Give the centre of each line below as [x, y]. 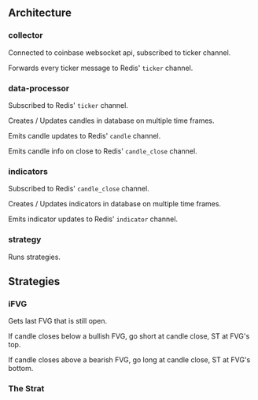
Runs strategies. [35, 257]
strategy [25, 239]
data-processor [39, 88]
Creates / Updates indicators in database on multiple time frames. [115, 204]
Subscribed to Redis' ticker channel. [68, 105]
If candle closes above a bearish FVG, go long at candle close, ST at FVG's [129, 360]
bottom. [21, 369]
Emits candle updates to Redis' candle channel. [85, 135]
